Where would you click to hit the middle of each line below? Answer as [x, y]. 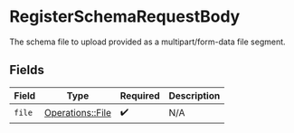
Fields [27, 70]
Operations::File [77, 113]
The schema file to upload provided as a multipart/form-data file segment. [148, 42]
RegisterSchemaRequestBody [125, 17]
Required [140, 95]
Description [194, 95]
